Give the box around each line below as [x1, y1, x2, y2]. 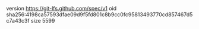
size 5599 [30, 17, 55, 24]
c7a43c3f [6, 17, 30, 24]
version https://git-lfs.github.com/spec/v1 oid [6, 5, 117, 12]
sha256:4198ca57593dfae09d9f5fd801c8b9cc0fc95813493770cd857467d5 [6, 11, 193, 18]
